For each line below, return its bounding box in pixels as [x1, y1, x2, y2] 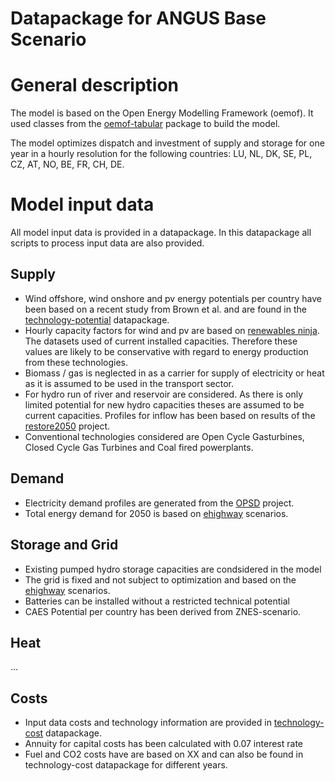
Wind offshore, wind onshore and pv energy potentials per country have [24, 292, 323, 304]
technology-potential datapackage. [24, 313, 170, 326]
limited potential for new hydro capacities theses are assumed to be [24, 398, 305, 411]
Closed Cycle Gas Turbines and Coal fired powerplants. [24, 441, 254, 453]
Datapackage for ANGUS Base [10, 7, 267, 30]
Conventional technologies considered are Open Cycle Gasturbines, [24, 430, 305, 442]
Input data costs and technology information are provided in [24, 717, 272, 729]
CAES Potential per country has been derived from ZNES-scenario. [24, 605, 302, 617]
